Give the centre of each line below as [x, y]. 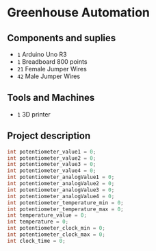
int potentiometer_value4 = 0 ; [52, 171]
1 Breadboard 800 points [52, 62]
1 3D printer [34, 114]
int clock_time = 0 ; [37, 241]
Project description [49, 136]
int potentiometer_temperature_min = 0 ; [66, 203]
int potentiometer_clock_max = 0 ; [56, 235]
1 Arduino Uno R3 [42, 54]
